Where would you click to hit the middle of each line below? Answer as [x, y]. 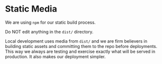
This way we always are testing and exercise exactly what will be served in [80, 51]
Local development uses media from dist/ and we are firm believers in [76, 41]
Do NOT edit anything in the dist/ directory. [49, 32]
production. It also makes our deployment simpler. [55, 56]
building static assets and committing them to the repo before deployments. [81, 46]
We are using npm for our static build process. [51, 22]
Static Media [31, 9]
